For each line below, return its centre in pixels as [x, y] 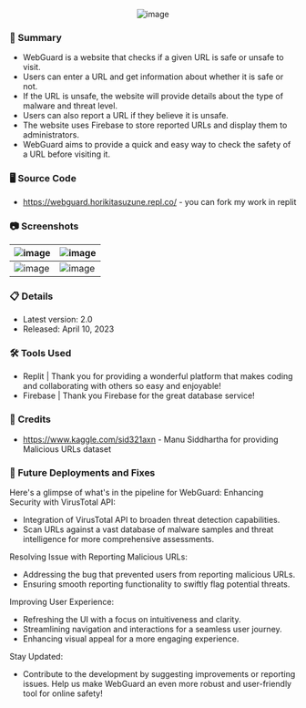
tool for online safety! [62, 693]
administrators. [51, 135]
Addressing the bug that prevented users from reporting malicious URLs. [159, 575]
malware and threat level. [70, 106]
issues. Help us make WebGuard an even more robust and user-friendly [157, 684]
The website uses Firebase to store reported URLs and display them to [155, 125]
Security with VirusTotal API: [63, 502]
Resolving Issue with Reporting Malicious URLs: [99, 557]
